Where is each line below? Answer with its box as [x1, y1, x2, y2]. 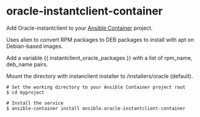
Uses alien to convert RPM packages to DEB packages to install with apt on [6, 36, 194, 43]
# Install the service [6, 100, 64, 106]
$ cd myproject [6, 89, 45, 95]
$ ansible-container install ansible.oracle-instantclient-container [6, 105, 186, 112]
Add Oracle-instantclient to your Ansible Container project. [6, 24, 153, 32]
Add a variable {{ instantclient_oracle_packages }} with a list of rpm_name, [6, 54, 193, 61]
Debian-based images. [6, 42, 64, 50]
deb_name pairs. [6, 61, 48, 68]
